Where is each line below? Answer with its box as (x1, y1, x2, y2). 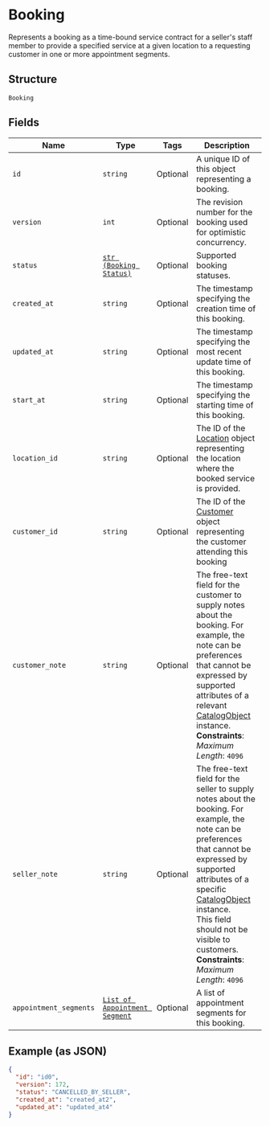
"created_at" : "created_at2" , (15, 1095, 117, 1103)
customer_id (12, 526, 59, 536)
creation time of (196, 303, 256, 314)
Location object (196, 432, 256, 444)
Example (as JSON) (8, 1044, 107, 1058)
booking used (196, 216, 248, 227)
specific (196, 883, 227, 895)
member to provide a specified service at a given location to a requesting (8, 40, 251, 50)
